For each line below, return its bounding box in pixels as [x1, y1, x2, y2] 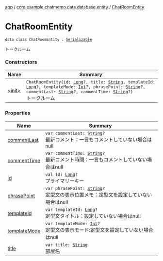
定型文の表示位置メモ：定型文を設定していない [45, 191, 152, 198]
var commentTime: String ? [45, 150, 105, 156]
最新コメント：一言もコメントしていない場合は [45, 136, 152, 143]
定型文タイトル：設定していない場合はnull [45, 212, 141, 219]
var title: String [45, 242, 88, 247]
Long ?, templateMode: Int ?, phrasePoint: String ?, [26, 84, 146, 90]
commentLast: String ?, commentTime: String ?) [26, 89, 133, 95]
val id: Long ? [45, 172, 78, 177]
